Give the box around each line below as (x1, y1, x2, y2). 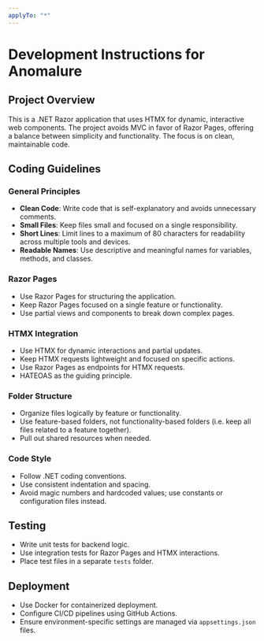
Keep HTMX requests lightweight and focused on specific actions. (19, 354, 235, 363)
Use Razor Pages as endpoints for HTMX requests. (19, 362, 185, 372)
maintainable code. (8, 139, 71, 149)
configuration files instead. (19, 496, 107, 506)
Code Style (8, 454, 52, 465)
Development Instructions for (8, 45, 205, 63)
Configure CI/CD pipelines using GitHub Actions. (19, 609, 177, 618)
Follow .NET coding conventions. (19, 471, 127, 480)
